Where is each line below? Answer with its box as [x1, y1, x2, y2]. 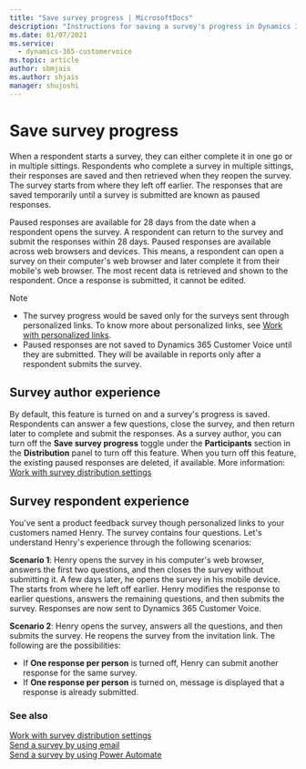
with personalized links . [22, 329, 112, 340]
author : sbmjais [9, 65, 71, 74]
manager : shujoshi [9, 81, 79, 90]
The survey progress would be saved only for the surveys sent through [22, 310, 290, 321]
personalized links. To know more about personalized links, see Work [22, 320, 283, 331]
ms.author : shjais [9, 73, 79, 82]
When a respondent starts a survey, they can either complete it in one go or [9, 150, 293, 161]
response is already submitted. [22, 687, 139, 698]
